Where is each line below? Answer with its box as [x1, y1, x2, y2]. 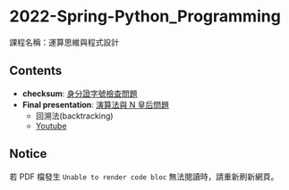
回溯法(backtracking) [35, 110, 114, 121]
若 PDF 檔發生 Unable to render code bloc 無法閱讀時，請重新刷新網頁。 [9, 171, 279, 182]
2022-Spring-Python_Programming [9, 6, 282, 27]
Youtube [35, 120, 67, 131]
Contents [9, 63, 63, 78]
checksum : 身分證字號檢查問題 [21, 87, 138, 99]
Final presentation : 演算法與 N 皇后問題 [21, 99, 170, 110]
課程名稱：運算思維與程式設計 [9, 37, 119, 47]
